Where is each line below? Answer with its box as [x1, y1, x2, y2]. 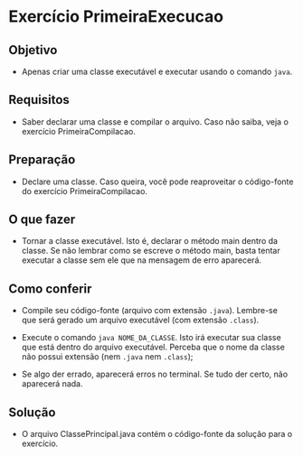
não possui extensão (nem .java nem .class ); [21, 351, 194, 362]
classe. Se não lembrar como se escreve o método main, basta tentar [21, 246, 281, 256]
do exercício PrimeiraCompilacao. [21, 185, 148, 196]
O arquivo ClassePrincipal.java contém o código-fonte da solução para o [21, 429, 293, 440]
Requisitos [8, 92, 70, 107]
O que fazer [8, 212, 76, 228]
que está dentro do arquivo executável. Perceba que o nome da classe [21, 341, 286, 353]
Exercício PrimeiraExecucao [8, 6, 223, 27]
